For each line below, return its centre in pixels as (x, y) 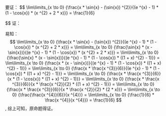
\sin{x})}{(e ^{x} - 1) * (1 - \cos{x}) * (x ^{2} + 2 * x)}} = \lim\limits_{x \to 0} (83, 52)
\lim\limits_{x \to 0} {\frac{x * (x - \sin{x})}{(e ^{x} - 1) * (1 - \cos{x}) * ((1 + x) (83, 63)
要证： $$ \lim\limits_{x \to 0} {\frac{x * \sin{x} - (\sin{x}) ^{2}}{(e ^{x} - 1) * (82, 7)
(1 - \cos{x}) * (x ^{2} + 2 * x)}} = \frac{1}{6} (50, 13)
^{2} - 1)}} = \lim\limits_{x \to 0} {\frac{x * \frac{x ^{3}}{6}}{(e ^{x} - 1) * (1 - (83, 68)
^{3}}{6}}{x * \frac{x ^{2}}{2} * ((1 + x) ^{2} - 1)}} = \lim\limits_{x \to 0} (83, 84)
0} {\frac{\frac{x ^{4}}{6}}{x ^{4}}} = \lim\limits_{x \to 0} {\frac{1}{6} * (83, 95)
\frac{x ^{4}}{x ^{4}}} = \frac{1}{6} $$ (83, 100)
